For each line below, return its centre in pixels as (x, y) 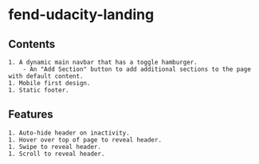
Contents (32, 44)
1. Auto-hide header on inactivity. (69, 133)
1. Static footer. (39, 90)
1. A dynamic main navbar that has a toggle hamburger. (103, 62)
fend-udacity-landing (81, 15)
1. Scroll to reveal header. (57, 154)
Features (31, 114)
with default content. (46, 76)
